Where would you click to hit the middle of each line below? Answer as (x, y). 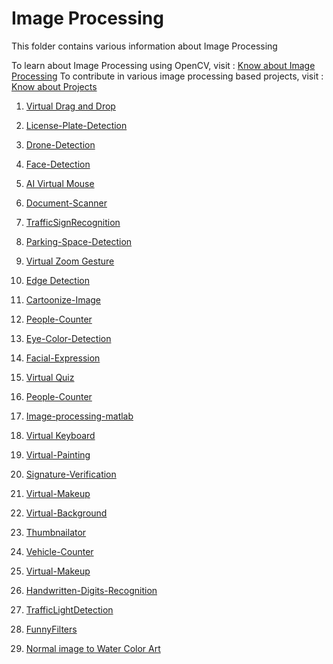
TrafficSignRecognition (73, 222)
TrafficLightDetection (69, 609)
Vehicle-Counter (59, 551)
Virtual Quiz (50, 377)
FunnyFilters (51, 629)
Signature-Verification (71, 474)
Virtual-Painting (58, 454)
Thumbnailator (56, 532)
